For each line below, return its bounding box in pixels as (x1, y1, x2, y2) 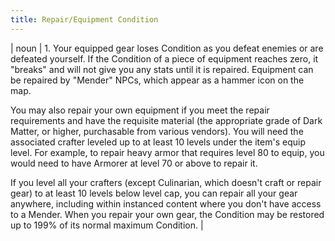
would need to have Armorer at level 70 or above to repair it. (10, 157, 258, 169)
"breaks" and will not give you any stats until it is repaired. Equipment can (10, 63, 314, 75)
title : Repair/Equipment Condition (10, 14, 159, 25)
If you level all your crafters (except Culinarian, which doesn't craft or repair (10, 176, 322, 188)
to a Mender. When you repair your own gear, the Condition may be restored (10, 208, 325, 220)
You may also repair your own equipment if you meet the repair (10, 104, 270, 116)
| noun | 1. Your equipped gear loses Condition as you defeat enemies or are (10, 42, 324, 54)
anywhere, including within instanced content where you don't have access (10, 197, 322, 210)
